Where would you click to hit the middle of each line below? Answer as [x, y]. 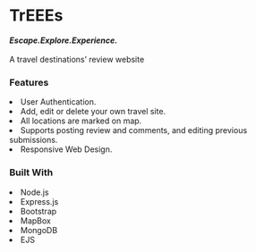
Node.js [35, 192]
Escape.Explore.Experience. [64, 40]
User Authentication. [59, 102]
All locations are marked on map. [81, 121]
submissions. [34, 140]
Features [29, 82]
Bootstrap [39, 211]
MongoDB [39, 230]
